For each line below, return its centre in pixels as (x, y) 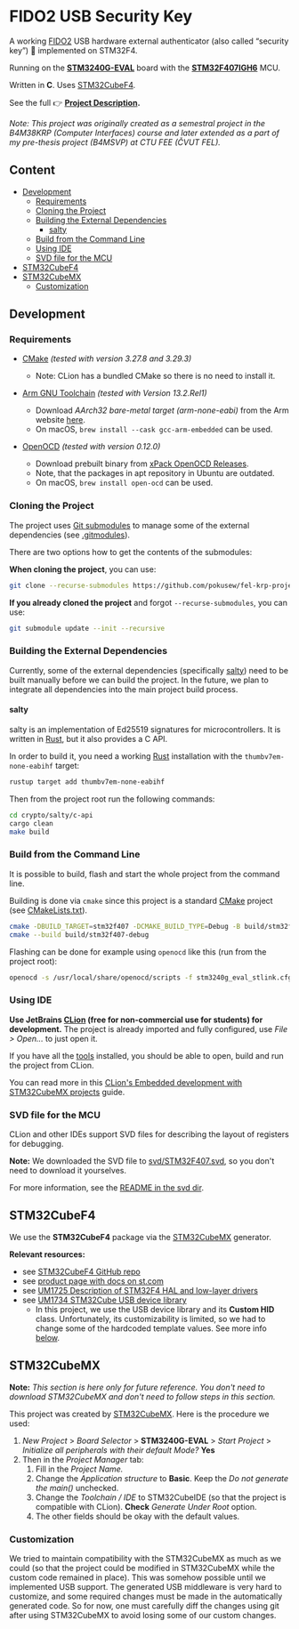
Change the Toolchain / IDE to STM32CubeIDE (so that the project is (161, 1497)
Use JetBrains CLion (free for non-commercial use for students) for (136, 1020)
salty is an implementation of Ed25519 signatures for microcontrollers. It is (145, 729)
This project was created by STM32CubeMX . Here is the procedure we (139, 1414)
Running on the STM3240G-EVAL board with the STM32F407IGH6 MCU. (145, 68)
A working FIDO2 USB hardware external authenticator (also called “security (149, 41)
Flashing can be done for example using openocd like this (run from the (138, 952)
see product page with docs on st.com (93, 1281)
